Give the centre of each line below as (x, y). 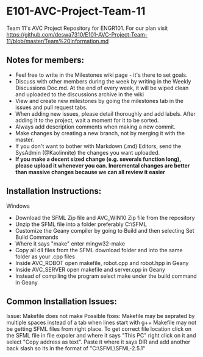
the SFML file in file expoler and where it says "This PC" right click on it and (101, 336)
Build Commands (37, 237)
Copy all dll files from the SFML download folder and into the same (99, 250)
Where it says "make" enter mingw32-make (70, 243)
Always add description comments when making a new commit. (95, 127)
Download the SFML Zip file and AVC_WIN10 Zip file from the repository (105, 217)
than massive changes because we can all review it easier (90, 172)
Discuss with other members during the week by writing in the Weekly (103, 81)
